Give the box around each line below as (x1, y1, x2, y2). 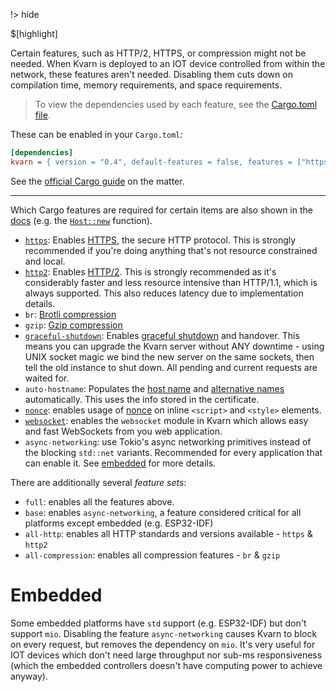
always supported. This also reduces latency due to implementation (24, 287, 304, 299)
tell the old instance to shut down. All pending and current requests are (24, 361, 318, 373)
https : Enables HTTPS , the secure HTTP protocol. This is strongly (24, 234, 297, 246)
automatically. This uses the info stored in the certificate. (24, 393, 260, 405)
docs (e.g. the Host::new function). (10, 214, 153, 226)
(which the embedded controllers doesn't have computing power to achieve (10, 659, 323, 671)
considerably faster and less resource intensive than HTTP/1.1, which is (24, 276, 318, 288)
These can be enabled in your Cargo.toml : (10, 129, 183, 140)
